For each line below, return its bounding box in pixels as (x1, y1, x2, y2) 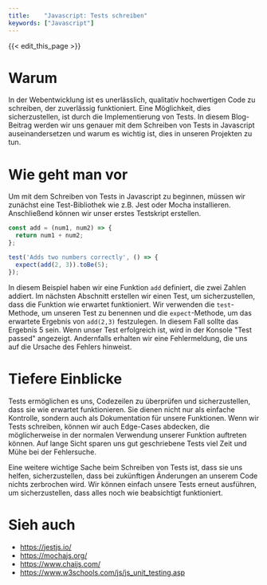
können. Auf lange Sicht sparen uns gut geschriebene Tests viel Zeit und (8, 438, 247, 448)
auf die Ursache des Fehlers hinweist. (8, 342, 132, 351)
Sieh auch (8, 516, 76, 534)
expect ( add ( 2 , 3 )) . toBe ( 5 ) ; (15, 261, 109, 269)
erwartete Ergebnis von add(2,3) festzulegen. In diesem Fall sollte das (8, 316, 239, 326)
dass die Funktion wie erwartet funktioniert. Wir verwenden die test (8, 300, 231, 309)
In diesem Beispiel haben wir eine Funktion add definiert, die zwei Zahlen (8, 282, 246, 292)
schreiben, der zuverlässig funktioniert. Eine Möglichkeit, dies (8, 104, 211, 113)
